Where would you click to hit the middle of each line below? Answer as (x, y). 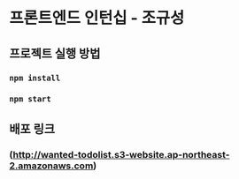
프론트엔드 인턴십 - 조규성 (97, 18)
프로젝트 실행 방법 (55, 53)
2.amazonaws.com (51, 166)
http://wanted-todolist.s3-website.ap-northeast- (121, 154)
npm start (30, 99)
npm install (35, 78)
